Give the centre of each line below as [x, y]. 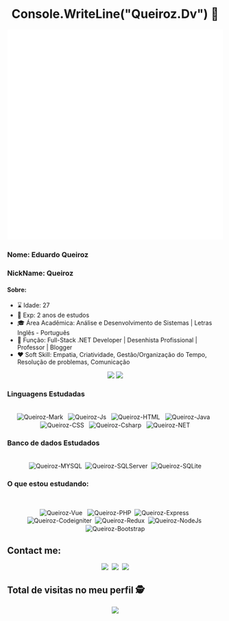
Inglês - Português [43, 333]
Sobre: [17, 290]
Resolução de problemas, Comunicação [73, 362]
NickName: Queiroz [40, 273]
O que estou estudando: [48, 483]
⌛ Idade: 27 [33, 305]
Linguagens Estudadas [46, 394]
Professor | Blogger [45, 347]
